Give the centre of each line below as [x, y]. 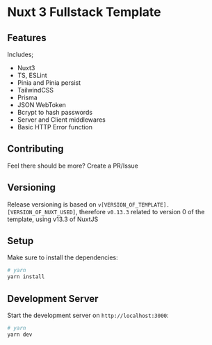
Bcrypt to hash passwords [55, 112]
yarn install [26, 277]
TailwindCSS [35, 90]
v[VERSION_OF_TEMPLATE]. [134, 205]
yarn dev [20, 335]
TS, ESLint [32, 75]
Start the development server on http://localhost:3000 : [88, 315]
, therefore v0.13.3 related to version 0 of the [140, 211]
